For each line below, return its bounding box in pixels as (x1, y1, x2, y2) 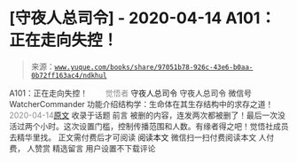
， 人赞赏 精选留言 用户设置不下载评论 (17, 143, 156, 153)
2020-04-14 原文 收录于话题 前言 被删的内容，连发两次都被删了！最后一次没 (9, 110, 286, 120)
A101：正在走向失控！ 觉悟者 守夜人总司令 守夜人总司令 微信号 (9, 88, 253, 98)
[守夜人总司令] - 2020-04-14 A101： (9, 8, 277, 28)
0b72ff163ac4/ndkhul (30, 71, 107, 80)
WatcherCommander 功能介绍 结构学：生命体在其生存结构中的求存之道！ (9, 98, 274, 109)
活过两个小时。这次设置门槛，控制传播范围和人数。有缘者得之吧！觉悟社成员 (9, 120, 289, 131)
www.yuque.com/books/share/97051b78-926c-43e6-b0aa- (54, 63, 254, 72)
